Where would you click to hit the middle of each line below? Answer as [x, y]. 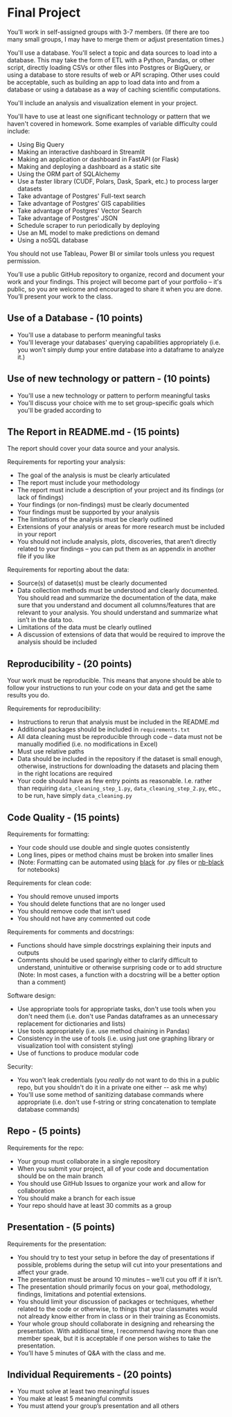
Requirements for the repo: [46, 1148]
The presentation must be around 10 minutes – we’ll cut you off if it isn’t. [120, 1279]
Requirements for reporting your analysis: [66, 462]
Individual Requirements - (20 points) [90, 1375]
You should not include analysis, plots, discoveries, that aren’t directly [117, 542]
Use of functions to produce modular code [78, 1053]
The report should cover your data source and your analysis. [93, 449]
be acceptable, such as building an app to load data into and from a [104, 82]
